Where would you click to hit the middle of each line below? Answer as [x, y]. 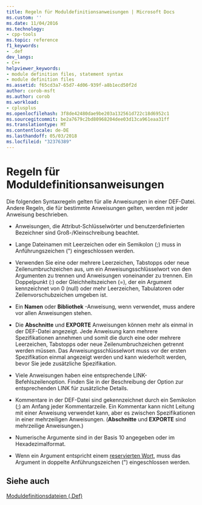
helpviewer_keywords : [34, 68]
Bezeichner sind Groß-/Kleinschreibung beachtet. [77, 232]
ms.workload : [23, 102]
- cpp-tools [21, 35]
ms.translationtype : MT [36, 125]
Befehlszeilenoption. [41, 381]
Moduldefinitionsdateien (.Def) [45, 496]
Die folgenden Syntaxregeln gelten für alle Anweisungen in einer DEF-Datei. [101, 202]
